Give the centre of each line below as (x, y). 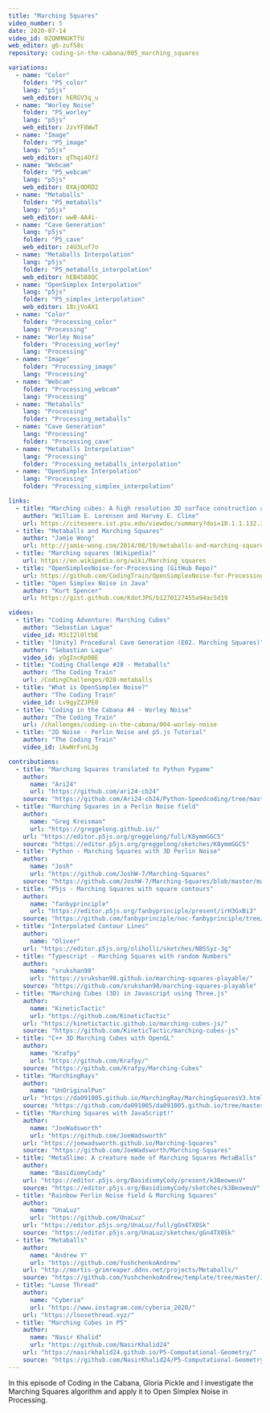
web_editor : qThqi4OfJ (61, 158)
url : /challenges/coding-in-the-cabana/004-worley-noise (120, 725)
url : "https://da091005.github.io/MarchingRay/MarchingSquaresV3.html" (145, 1099)
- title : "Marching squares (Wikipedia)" (86, 553)
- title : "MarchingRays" (57, 1076)
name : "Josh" (51, 867)
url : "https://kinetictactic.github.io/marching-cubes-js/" (125, 1023)
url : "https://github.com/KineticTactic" (100, 1016)
